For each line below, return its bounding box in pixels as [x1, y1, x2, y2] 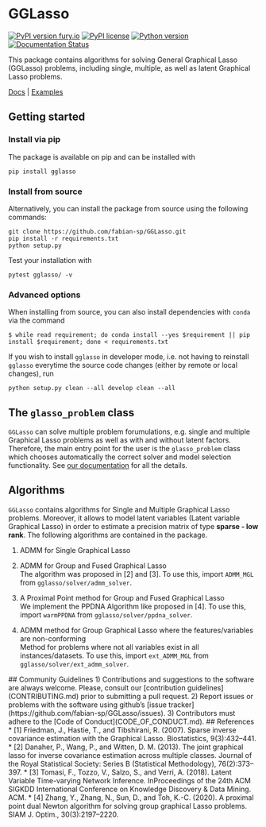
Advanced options [8, 289, 81, 300]
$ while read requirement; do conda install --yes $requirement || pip [8, 331, 250, 339]
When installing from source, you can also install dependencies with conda [8, 307, 251, 317]
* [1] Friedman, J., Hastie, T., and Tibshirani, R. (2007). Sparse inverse [8, 725, 237, 735]
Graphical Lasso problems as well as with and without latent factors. [8, 435, 232, 445]
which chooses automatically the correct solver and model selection [8, 452, 232, 462]
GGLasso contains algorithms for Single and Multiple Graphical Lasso [8, 504, 230, 514]
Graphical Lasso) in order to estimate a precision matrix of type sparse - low [8, 521, 259, 531]
